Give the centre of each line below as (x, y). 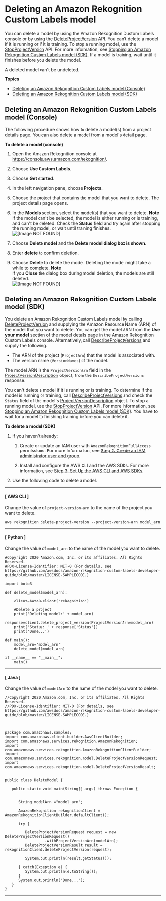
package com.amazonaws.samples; (38, 733)
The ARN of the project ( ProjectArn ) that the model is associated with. (84, 355)
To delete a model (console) (34, 144)
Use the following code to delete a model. (55, 480)
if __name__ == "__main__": (34, 657)
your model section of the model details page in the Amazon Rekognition (80, 335)
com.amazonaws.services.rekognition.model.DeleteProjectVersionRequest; (82, 758)
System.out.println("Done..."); (51, 880)
